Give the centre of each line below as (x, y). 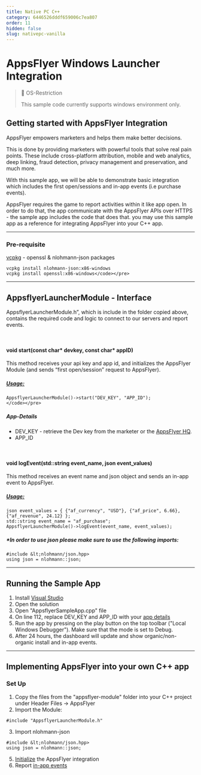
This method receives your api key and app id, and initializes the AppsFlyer (99, 363)
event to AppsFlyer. (30, 483)
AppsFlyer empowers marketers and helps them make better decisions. (94, 138)
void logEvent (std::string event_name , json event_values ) (79, 463)
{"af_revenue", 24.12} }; (38, 516)
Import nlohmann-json (42, 731)
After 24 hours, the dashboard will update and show (79, 636)
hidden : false (24, 28)
